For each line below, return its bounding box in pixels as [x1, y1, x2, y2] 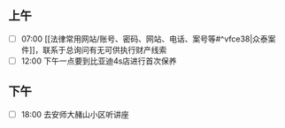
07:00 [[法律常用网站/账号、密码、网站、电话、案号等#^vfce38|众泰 [20, 34, 269, 44]
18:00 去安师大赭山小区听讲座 [20, 109, 129, 119]
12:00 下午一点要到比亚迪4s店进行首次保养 [20, 56, 178, 66]
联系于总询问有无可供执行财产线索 [42, 44, 167, 55]
